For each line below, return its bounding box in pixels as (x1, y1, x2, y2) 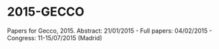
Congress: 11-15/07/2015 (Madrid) (7, 33, 103, 42)
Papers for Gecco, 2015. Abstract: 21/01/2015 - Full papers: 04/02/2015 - (7, 27, 212, 35)
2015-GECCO (7, 4, 85, 20)
